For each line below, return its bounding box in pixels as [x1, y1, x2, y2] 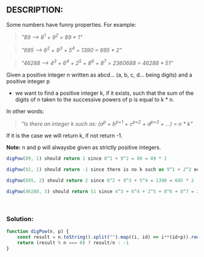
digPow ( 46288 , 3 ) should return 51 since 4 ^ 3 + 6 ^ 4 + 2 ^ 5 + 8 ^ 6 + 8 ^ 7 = [6, 188, 194, 195]
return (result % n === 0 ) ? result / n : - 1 [17, 239, 129, 245]
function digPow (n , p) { [6, 228, 69, 235]
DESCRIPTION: [6, 5, 64, 15]
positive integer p [6, 77, 50, 84]
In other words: [6, 108, 44, 115]
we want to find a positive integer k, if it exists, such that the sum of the [15, 89, 194, 97]
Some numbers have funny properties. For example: [6, 21, 137, 28]
